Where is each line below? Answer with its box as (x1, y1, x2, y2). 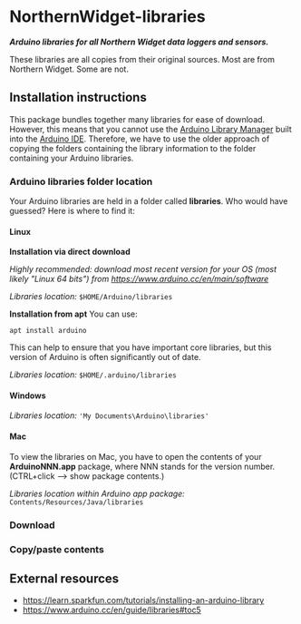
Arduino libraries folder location (9, 175, 153, 188)
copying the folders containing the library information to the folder (9, 142, 257, 153)
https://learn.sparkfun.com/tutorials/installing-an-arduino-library (22, 595, 265, 606)
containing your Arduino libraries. (9, 152, 134, 163)
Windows (9, 390, 46, 401)
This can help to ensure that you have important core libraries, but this (9, 342, 272, 353)
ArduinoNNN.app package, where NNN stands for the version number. (9, 461, 276, 472)
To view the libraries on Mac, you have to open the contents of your (9, 451, 262, 462)
